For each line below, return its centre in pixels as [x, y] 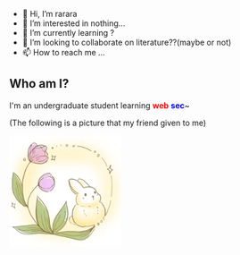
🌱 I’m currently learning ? [68, 33]
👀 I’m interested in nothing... [74, 23]
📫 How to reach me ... [63, 52]
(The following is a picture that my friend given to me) [108, 123]
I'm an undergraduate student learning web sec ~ [99, 105]
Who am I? [39, 84]
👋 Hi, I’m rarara [50, 14]
